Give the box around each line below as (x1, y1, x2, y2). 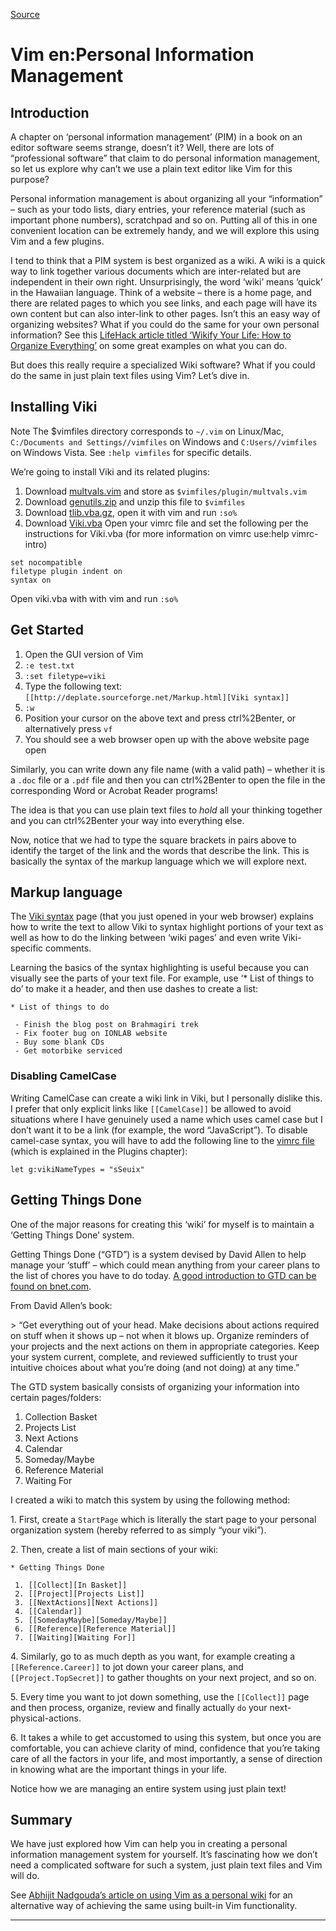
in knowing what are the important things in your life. (10, 1763, 228, 1775)
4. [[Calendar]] (14, 1606, 83, 1616)
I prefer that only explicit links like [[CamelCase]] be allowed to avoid (10, 1102, 292, 1114)
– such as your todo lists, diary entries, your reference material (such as (10, 204, 306, 215)
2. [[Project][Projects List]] (14, 1589, 145, 1599)
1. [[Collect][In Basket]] (14, 1580, 128, 1590)
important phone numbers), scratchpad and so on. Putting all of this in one (10, 214, 318, 226)
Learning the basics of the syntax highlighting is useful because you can (10, 962, 309, 974)
